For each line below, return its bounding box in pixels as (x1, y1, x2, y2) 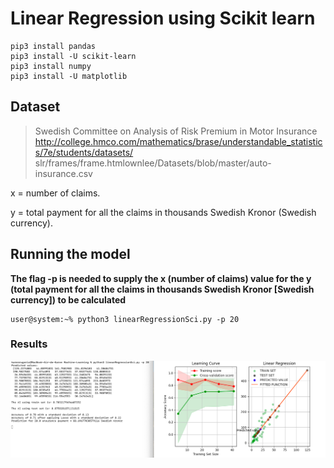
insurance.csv (34, 167, 93, 179)
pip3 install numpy (10, 61, 92, 71)
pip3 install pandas (10, 41, 97, 51)
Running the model (10, 246, 131, 263)
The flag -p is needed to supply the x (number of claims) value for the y (10, 272, 312, 284)
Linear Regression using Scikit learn (10, 7, 316, 30)
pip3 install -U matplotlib (10, 71, 128, 81)
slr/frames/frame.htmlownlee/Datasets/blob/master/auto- (34, 157, 272, 169)
